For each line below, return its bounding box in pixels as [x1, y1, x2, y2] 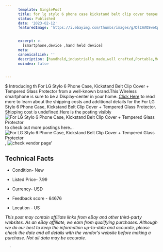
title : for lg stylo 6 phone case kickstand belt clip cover [17, 12, 145, 17]
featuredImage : [17, 25, 49, 30]
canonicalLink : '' [17, 52, 55, 57]
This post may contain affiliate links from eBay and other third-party [5, 214, 142, 220]
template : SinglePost [17, 7, 62, 12]
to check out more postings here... [5, 125, 74, 130]
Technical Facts [5, 154, 54, 162]
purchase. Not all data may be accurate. [5, 234, 86, 241]
